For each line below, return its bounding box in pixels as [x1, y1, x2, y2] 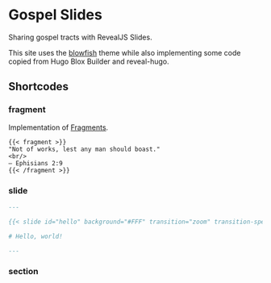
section [8, 266, 39, 277]
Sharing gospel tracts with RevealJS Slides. [8, 32, 152, 42]
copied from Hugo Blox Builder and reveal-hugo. [8, 56, 169, 66]
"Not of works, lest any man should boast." [8, 145, 161, 153]
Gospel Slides [8, 6, 102, 24]
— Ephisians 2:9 [8, 159, 63, 167]
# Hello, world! [8, 232, 63, 240]
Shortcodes [8, 80, 69, 94]
